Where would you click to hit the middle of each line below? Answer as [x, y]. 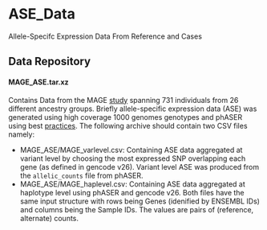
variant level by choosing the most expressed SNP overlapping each [133, 158]
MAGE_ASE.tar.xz [39, 82]
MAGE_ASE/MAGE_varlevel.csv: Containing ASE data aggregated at [131, 150]
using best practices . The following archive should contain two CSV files [128, 125]
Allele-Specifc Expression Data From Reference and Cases [105, 36]
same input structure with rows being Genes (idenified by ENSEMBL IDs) [140, 201]
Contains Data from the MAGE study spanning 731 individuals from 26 [123, 100]
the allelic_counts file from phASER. [81, 175]
